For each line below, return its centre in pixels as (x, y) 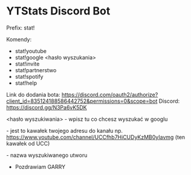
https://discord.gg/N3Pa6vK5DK (47, 107)
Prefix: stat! (21, 28)
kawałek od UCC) (28, 143)
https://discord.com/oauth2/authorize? (110, 94)
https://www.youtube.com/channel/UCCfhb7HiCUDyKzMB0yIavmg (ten (96, 137)
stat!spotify (29, 76)
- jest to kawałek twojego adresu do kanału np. (64, 130)
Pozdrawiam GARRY (40, 167)
